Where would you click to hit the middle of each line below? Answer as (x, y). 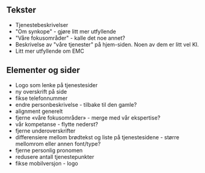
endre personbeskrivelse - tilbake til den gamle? (76, 104)
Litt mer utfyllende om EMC (50, 51)
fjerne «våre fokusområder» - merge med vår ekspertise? (88, 117)
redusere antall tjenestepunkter (55, 156)
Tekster (21, 10)
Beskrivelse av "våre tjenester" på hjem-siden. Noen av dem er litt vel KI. (107, 44)
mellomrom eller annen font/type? (58, 144)
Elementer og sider (43, 70)
